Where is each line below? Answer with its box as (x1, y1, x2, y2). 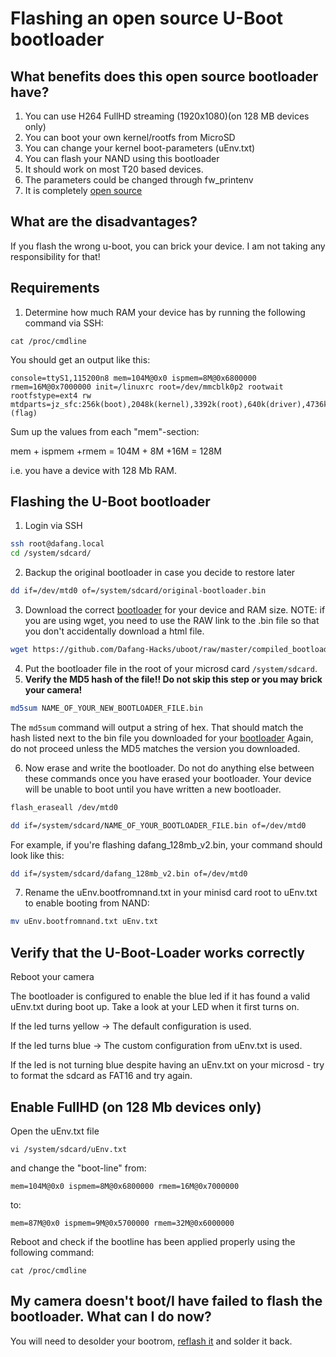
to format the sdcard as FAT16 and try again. (10, 1070, 193, 1082)
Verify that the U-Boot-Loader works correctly (10, 944, 305, 961)
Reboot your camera (10, 971, 95, 983)
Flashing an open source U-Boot (10, 7, 284, 30)
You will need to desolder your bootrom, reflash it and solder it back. (10, 1335, 293, 1347)
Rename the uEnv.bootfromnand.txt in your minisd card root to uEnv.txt (24, 887, 318, 899)
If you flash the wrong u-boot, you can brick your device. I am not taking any (10, 240, 326, 252)
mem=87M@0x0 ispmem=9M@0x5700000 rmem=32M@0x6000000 (10, 1218, 235, 1228)
